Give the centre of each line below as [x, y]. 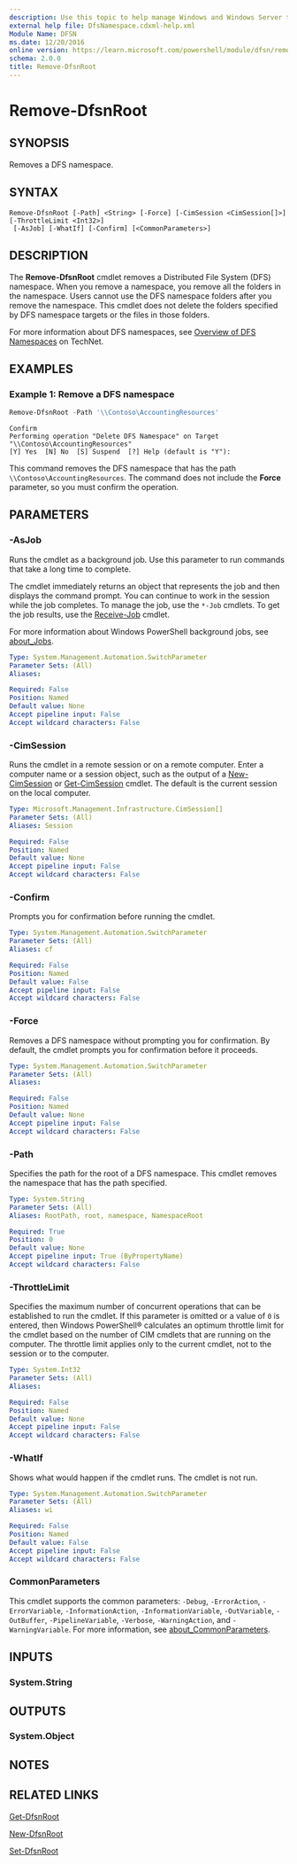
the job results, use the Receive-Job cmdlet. [90, 614]
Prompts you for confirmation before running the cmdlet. [112, 916]
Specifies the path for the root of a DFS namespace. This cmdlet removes [143, 1173]
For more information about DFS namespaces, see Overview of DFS [133, 331]
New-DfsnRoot [36, 1833]
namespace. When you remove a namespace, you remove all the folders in [145, 286]
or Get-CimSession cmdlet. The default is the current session [166, 784]
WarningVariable [39, 1630]
